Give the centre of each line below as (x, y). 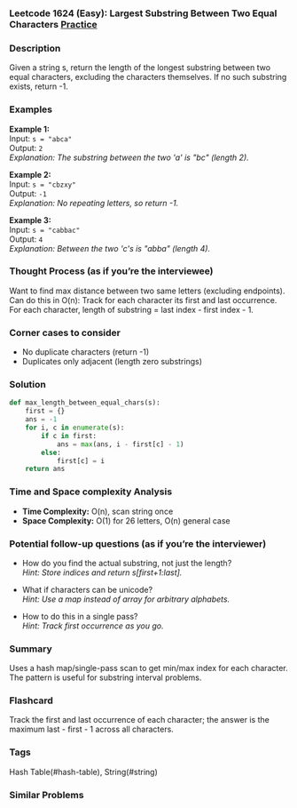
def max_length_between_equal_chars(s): (85, 403)
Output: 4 (26, 239)
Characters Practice (53, 24)
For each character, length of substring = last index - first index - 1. (132, 309)
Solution (28, 385)
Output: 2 (26, 148)
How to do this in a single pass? (80, 616)
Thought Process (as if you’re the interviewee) (112, 271)
